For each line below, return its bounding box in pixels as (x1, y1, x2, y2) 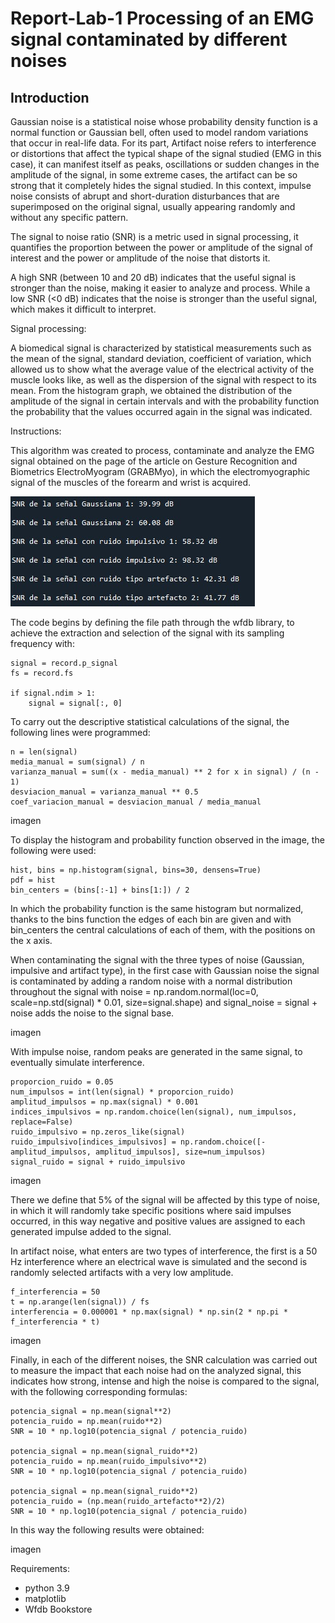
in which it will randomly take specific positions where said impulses (10, 1205, 292, 1216)
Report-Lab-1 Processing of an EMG (10, 7, 315, 30)
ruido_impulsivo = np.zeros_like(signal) (10, 1127, 186, 1137)
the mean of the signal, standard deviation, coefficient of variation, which (10, 353, 312, 364)
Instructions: (10, 425, 62, 437)
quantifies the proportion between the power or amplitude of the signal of (10, 242, 313, 253)
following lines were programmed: (10, 727, 151, 738)
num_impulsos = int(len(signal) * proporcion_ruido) (10, 1087, 235, 1097)
